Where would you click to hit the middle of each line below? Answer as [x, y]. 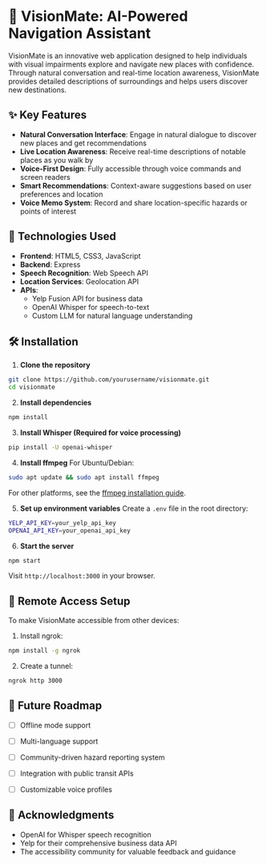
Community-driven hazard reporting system [93, 757]
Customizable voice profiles [66, 789]
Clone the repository [55, 365]
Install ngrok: [41, 636]
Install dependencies [56, 403]
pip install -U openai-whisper [61, 447]
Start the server [47, 546]
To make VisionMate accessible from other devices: [94, 621]
